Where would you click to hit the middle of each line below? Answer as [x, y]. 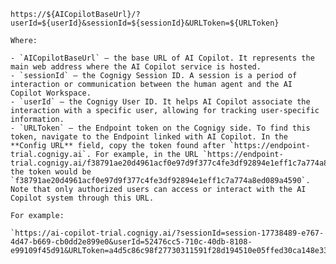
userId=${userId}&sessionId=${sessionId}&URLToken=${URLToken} [145, 23]
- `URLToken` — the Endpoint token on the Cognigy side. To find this [160, 128]
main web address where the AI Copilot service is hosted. [136, 67]
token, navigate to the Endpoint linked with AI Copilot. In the [149, 137]
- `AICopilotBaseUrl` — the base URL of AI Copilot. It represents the [162, 58]
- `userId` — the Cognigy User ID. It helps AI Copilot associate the [160, 102]
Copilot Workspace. [51, 93]
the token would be [51, 172]
